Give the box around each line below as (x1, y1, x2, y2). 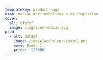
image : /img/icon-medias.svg (9, 25, 68, 30)
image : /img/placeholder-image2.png (14, 39, 88, 44)
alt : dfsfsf (9, 20, 34, 26)
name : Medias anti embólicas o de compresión (5, 12, 98, 16)
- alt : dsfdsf (9, 34, 38, 39)
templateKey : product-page (5, 7, 59, 12)
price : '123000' (14, 47, 47, 52)
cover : (5, 16, 18, 21)
